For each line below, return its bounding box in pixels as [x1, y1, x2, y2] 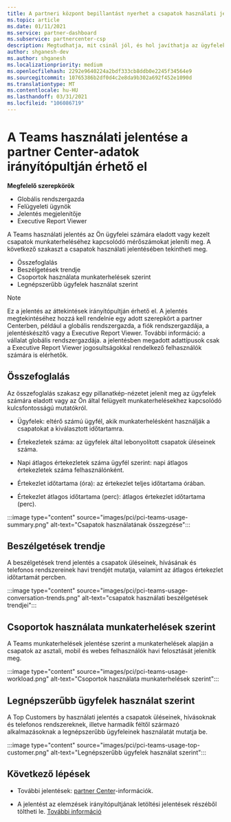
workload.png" [7, 675, 49, 683]
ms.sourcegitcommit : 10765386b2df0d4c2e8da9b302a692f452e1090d [7, 74, 192, 81]
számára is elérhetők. [7, 351, 69, 359]
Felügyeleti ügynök [16, 202, 71, 210]
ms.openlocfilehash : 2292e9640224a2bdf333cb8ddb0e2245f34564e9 [7, 68, 192, 74]
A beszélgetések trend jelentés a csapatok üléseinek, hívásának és [7, 559, 197, 567]
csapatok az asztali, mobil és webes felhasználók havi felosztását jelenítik [7, 647, 217, 655]
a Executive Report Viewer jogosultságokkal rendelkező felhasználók [7, 343, 202, 351]
